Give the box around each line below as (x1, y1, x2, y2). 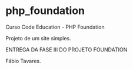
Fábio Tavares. (5, 57, 42, 64)
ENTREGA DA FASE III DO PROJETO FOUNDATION (5, 46, 128, 53)
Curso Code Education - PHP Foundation (5, 23, 105, 30)
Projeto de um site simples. (5, 34, 71, 42)
